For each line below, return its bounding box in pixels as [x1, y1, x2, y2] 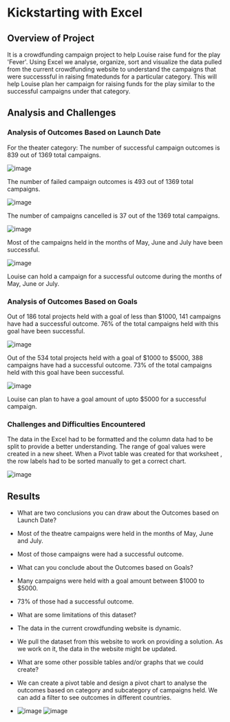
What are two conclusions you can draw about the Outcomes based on [17, 508, 219, 517]
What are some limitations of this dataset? [17, 611, 136, 619]
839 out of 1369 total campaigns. [7, 150, 101, 159]
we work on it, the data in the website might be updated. [17, 645, 178, 653]
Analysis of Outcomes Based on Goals [7, 296, 138, 306]
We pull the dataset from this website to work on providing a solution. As [17, 637, 223, 646]
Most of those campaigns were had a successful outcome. [17, 550, 184, 559]
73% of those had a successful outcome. [17, 597, 134, 606]
